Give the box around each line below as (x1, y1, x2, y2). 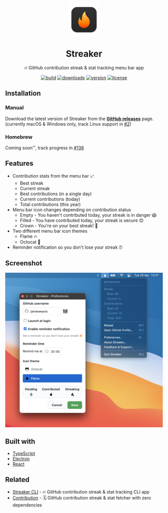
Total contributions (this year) (19, 201, 81, 207)
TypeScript (12, 450, 35, 456)
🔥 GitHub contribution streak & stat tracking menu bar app (24, 65, 144, 71)
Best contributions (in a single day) (19, 191, 92, 197)
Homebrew (5, 133, 32, 140)
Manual (5, 104, 24, 111)
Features (5, 159, 33, 168)
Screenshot (5, 259, 42, 268)
